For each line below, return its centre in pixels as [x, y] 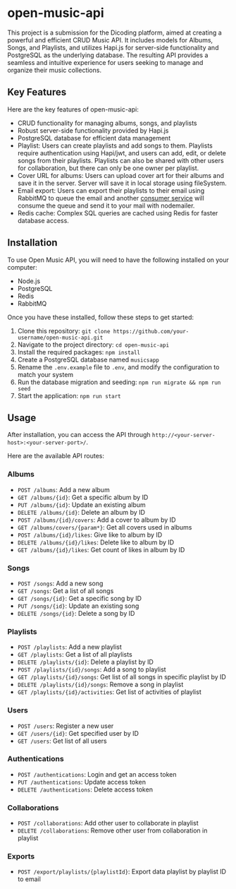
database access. [43, 220]
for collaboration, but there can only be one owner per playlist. [108, 168]
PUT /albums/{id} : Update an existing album [81, 505]
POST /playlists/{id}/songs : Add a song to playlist [92, 669]
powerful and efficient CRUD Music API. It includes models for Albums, [110, 40]
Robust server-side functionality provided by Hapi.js [93, 130]
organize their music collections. [55, 70]
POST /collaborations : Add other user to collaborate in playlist [108, 823]
